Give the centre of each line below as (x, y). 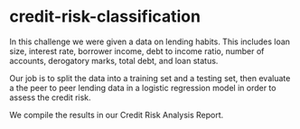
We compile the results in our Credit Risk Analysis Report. (117, 115)
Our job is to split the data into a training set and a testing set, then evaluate (150, 78)
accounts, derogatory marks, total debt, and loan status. (114, 60)
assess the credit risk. (51, 97)
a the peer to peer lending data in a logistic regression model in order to (143, 88)
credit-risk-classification (105, 17)
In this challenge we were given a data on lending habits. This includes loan (150, 41)
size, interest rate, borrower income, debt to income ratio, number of (137, 51)
